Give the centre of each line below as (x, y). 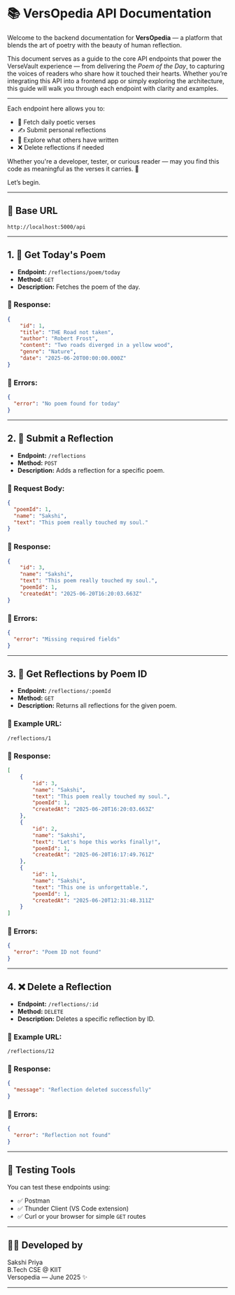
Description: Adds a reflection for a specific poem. (91, 470)
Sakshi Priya (25, 1262)
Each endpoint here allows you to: (56, 108)
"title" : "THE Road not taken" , (67, 332)
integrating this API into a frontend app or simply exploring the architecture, (116, 80)
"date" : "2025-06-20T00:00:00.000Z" (73, 358)
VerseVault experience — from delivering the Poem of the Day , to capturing (116, 66)
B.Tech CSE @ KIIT (35, 1269)
